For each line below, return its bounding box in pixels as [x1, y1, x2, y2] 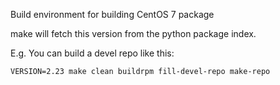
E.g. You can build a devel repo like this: [10, 47, 175, 59]
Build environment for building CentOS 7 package [10, 9, 215, 20]
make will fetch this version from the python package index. [10, 28, 257, 39]
